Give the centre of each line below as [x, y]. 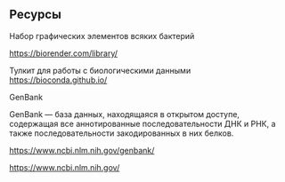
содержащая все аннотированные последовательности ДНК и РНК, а [142, 123]
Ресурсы [36, 15]
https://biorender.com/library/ [64, 53]
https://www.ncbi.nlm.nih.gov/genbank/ [82, 150]
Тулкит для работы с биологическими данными [100, 70]
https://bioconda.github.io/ [58, 80]
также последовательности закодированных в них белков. [122, 133]
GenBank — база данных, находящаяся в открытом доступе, [125, 114]
